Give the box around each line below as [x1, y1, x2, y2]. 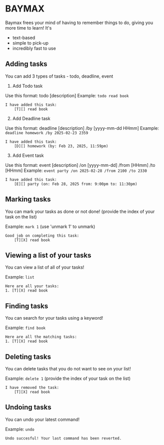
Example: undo [5, 426, 34, 432]
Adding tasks [5, 60, 47, 68]
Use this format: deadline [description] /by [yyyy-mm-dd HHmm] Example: [5, 125, 159, 131]
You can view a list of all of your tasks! [5, 264, 84, 271]
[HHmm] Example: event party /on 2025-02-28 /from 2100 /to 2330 [5, 167, 147, 173]
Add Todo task [12, 83, 43, 89]
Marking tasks [5, 195, 51, 203]
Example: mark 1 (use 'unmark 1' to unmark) [5, 224, 95, 230]
